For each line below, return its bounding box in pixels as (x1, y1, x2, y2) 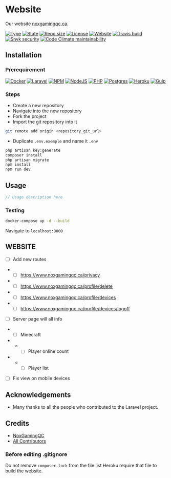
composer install (5, 152, 42, 157)
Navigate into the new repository (12, 108, 82, 114)
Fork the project (12, 113, 47, 119)
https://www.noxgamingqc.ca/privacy (20, 272, 100, 278)
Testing (5, 207, 25, 214)
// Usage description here (5, 194, 63, 200)
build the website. (5, 468, 43, 474)
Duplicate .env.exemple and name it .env (12, 137, 98, 144)
